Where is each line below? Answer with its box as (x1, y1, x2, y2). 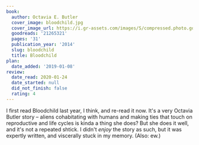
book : (6, 8, 20, 15)
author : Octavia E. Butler (11, 14, 78, 20)
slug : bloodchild (11, 47, 54, 53)
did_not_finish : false (11, 85, 68, 91)
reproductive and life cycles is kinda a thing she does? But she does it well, (6, 119, 190, 127)
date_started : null (11, 80, 60, 86)
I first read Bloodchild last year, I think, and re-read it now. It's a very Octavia (6, 107, 193, 114)
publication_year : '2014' (11, 42, 76, 48)
